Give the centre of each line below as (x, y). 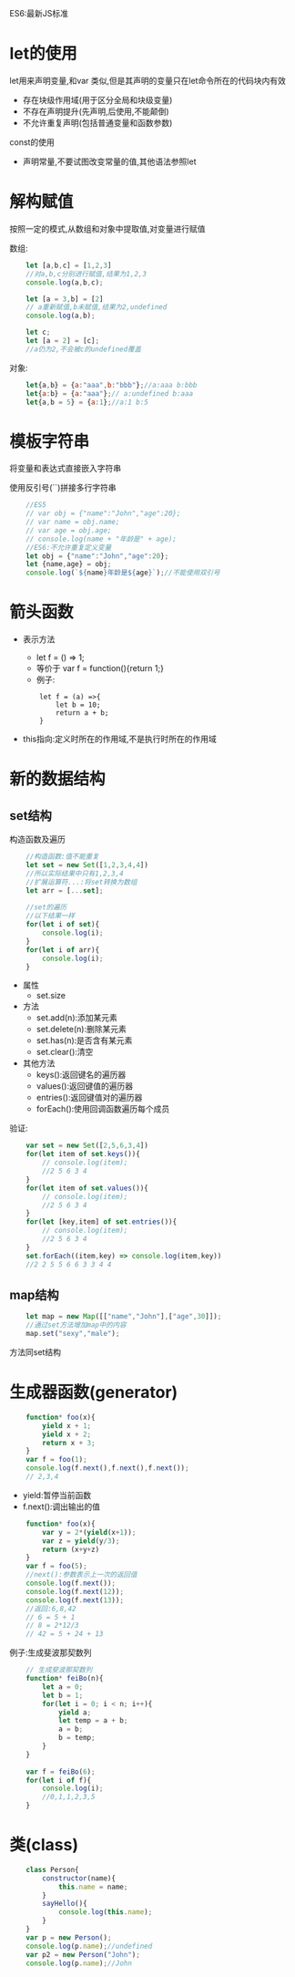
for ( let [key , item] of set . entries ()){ (102, 1222)
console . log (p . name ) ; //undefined (89, 1946)
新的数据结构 (58, 779)
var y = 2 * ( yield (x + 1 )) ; (89, 1532)
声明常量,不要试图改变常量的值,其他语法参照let (109, 161)
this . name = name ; (93, 1887)
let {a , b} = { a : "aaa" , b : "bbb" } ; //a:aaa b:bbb (112, 385)
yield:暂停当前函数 (57, 1495)
